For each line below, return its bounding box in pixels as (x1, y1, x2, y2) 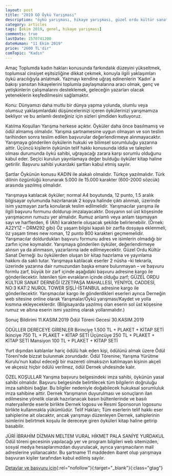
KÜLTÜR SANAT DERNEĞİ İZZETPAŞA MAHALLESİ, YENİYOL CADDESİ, (5, 279, 156, 285)
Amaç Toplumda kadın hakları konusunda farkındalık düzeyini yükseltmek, (5, 65, 161, 71)
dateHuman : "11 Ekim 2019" (5, 41, 63, 46)
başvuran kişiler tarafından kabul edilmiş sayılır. (5, 454, 105, 461)
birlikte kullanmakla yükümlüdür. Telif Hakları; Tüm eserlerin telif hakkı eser (5, 407, 163, 413)
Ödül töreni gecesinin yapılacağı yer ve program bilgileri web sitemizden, (5, 438, 159, 445)
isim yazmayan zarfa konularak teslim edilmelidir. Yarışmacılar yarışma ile (5, 203, 160, 209)
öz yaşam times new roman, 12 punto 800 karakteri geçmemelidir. (5, 230, 144, 236)
